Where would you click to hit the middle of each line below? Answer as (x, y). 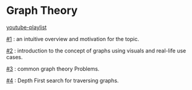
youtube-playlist (27, 27)
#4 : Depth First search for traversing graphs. (62, 80)
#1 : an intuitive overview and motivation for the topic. (73, 39)
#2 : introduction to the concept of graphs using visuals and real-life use (96, 50)
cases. (14, 57)
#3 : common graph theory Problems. (53, 69)
